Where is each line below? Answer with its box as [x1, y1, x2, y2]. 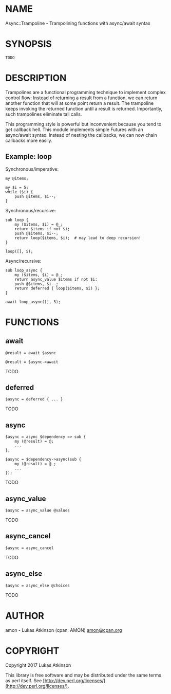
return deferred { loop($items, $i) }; [14, 286, 100, 291]
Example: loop [5, 152, 52, 161]
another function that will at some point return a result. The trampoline [5, 100, 154, 106]
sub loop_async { [5, 268, 43, 273]
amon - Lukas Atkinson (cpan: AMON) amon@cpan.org [5, 627, 122, 633]
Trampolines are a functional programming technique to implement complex [5, 89, 166, 95]
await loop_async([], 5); [5, 299, 61, 304]
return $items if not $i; [14, 226, 70, 231]
